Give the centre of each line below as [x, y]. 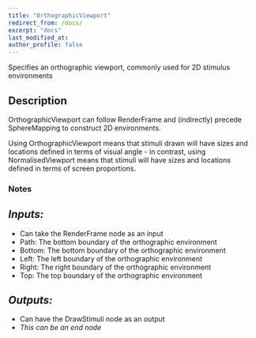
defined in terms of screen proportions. [72, 168]
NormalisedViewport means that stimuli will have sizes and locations [120, 160]
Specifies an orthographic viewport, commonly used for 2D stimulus [119, 67]
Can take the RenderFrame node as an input [91, 233]
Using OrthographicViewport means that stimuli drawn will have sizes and [128, 143]
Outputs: [30, 300]
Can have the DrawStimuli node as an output [92, 319]
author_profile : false [45, 45]
